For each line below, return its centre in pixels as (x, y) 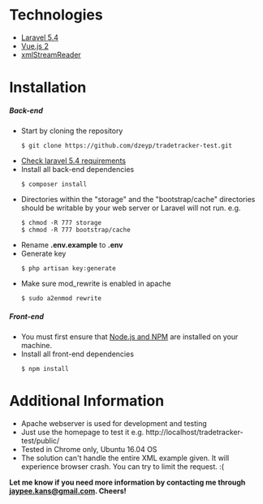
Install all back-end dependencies (78, 170)
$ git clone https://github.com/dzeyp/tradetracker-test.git (127, 146)
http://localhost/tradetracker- (194, 432)
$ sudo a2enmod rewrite (61, 299)
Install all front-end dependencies (78, 354)
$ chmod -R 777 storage (61, 223)
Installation (48, 88)
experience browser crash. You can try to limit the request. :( (123, 467)
